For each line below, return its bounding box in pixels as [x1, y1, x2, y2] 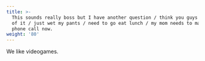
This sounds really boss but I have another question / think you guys [12, 14, 198, 21]
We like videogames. [6, 48, 59, 55]
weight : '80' [6, 31, 40, 37]
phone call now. [12, 25, 53, 32]
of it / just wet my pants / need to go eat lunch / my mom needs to [12, 20, 192, 26]
